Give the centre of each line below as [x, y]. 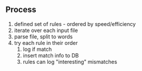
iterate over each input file [46, 30]
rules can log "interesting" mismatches [70, 62]
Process [21, 10]
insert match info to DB [51, 55]
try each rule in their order [46, 43]
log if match [37, 49]
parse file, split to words [43, 36]
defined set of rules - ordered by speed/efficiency [75, 24]
